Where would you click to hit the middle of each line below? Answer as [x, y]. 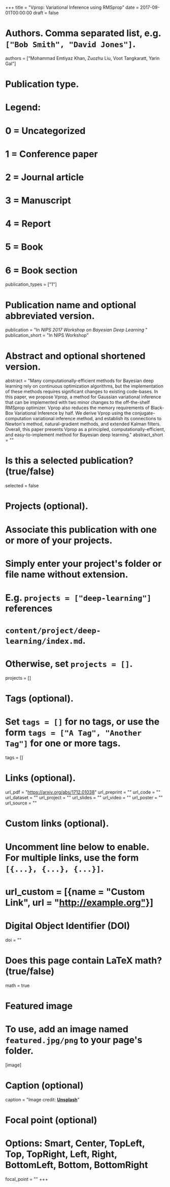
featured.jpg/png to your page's [74, 1040]
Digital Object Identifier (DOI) [68, 926]
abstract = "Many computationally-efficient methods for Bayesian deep [79, 381]
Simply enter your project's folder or [83, 563]
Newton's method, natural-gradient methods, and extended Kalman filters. [83, 424]
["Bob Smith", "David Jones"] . [71, 44]
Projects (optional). [47, 506]
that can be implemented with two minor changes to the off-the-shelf [78, 402]
